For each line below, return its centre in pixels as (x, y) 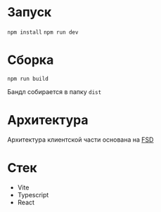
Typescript (33, 194)
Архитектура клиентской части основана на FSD (80, 139)
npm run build (28, 79)
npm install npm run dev (43, 32)
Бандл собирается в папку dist (54, 91)
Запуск (30, 12)
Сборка (31, 60)
